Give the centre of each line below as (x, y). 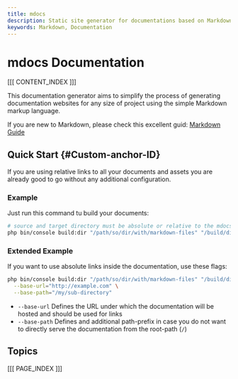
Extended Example (40, 251)
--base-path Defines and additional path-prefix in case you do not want (122, 321)
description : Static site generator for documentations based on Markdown (120, 21)
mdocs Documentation (76, 62)
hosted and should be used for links (70, 314)
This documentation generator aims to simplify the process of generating (114, 96)
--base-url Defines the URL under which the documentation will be (116, 306)
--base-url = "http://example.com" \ (66, 286)
